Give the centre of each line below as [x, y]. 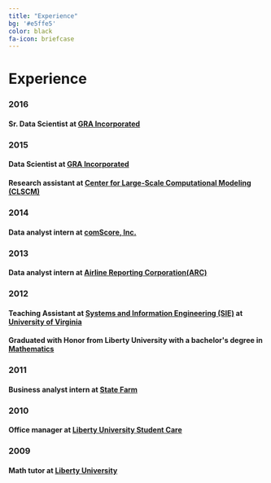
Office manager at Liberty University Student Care [95, 430]
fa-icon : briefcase [42, 39]
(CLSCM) [24, 191]
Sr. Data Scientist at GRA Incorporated [74, 124]
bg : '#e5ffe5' [33, 24]
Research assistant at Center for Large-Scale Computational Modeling [130, 183]
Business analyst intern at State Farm [73, 389]
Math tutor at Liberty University [63, 470]
